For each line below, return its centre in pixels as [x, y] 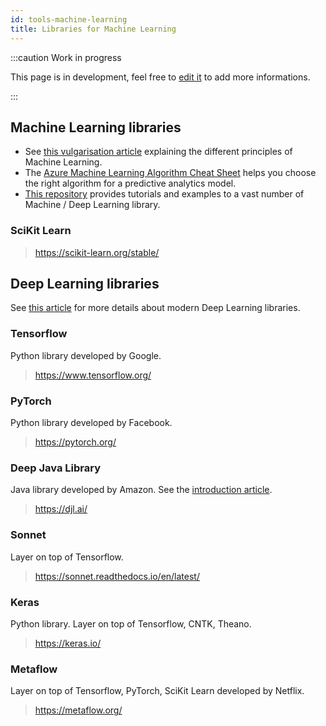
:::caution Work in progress [66, 57]
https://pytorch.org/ [75, 442]
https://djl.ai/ [61, 509]
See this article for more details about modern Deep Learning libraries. [155, 308]
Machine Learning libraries [96, 127]
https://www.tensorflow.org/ [93, 375]
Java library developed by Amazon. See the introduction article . [141, 490]
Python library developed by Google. [86, 355]
